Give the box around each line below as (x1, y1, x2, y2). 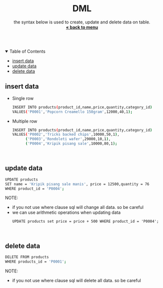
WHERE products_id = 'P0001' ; (5, 259, 67, 264)
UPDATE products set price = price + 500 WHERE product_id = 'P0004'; (12, 219, 159, 224)
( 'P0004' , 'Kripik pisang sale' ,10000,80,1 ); (25, 141, 118, 146)
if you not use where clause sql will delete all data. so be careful (12, 278, 142, 283)
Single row (12, 95, 34, 101)
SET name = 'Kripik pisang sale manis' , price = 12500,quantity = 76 (5, 182, 150, 186)
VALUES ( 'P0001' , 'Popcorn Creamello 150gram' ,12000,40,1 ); (12, 109, 133, 114)
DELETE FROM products (5, 255, 49, 260)
